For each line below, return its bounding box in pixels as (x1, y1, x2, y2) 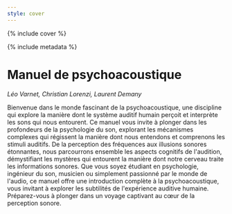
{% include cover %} (7, 29, 67, 37)
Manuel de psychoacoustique (7, 66, 182, 82)
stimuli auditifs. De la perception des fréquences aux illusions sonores (7, 140, 207, 148)
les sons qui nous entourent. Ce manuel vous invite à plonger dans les (7, 118, 207, 126)
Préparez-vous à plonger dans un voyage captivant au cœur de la (7, 191, 195, 199)
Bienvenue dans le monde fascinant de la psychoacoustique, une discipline (7, 103, 222, 112)
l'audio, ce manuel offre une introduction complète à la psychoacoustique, (7, 177, 220, 185)
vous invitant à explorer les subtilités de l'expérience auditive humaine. (7, 184, 209, 193)
